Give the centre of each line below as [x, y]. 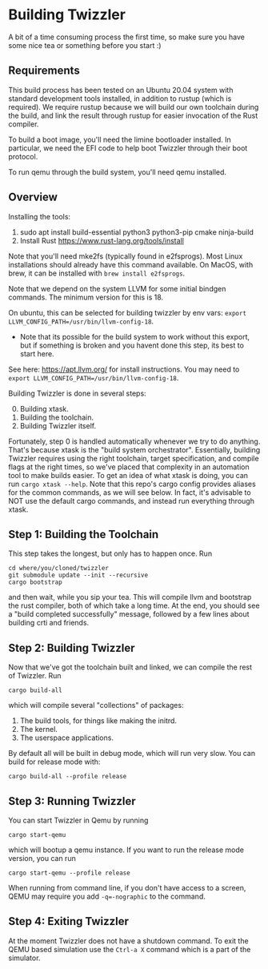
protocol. [23, 156]
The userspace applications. [67, 738]
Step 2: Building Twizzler [72, 647]
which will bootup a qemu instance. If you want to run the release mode [126, 850]
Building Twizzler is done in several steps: [77, 393]
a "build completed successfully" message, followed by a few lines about [129, 614]
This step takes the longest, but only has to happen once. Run [110, 553]
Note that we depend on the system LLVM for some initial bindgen [117, 288]
